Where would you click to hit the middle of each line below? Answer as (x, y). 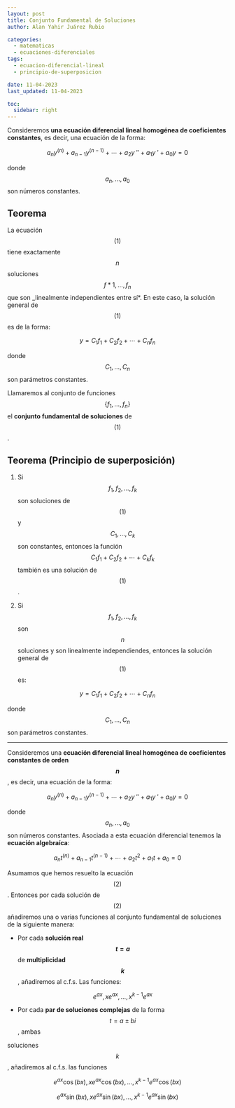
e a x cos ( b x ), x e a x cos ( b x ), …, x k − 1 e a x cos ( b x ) (117, 1081)
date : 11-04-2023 (33, 85)
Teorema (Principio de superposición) (91, 460)
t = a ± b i (123, 1021)
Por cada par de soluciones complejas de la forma (91, 1010)
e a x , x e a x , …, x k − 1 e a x (123, 996)
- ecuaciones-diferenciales (55, 53)
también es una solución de (57, 570)
